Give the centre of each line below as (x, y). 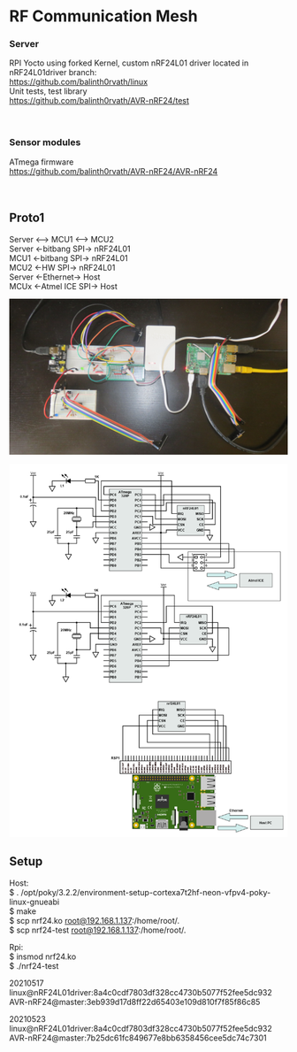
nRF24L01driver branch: (53, 73)
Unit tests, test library (48, 91)
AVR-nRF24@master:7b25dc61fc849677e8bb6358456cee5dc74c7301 (138, 1038)
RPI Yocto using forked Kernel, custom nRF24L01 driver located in (129, 63)
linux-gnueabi (34, 902)
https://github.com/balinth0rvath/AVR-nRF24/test (99, 101)
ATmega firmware (42, 162)
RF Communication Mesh (103, 16)
